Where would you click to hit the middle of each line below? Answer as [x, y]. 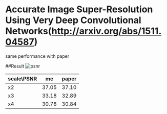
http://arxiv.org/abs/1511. [107, 31]
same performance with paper [37, 56]
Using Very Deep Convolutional [74, 20]
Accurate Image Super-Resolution [79, 9]
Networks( [29, 31]
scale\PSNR [23, 79]
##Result [15, 66]
